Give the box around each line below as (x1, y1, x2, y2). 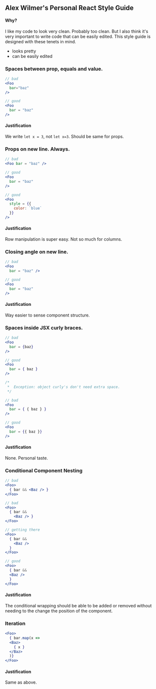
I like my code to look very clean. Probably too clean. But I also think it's (5, 28, 149, 34)
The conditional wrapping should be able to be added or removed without (5, 602, 152, 608)
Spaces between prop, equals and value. (5, 65, 103, 72)
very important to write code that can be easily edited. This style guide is (5, 34, 151, 39)
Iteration (5, 620, 26, 627)
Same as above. (5, 679, 37, 685)
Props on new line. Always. (5, 146, 70, 153)
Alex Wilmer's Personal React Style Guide (5, 4, 134, 12)
